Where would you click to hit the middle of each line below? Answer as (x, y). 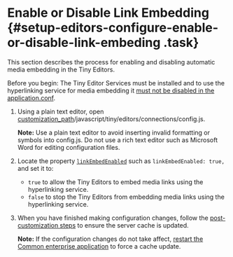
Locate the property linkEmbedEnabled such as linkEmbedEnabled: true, (121, 161)
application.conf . (31, 98)
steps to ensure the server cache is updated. (124, 225)
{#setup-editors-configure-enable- (113, 28)
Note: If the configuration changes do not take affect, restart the (110, 239)
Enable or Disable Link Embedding (108, 13)
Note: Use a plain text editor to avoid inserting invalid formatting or (114, 132)
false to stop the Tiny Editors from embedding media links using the (126, 197)
